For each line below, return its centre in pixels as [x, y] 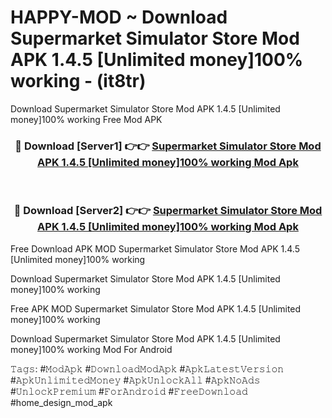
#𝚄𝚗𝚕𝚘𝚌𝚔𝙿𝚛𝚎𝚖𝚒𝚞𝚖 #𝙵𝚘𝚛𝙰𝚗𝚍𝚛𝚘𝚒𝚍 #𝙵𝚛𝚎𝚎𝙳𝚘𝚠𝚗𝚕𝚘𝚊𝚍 [129, 391]
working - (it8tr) [78, 81]
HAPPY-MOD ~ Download [119, 17]
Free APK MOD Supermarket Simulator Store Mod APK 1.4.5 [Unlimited [156, 308]
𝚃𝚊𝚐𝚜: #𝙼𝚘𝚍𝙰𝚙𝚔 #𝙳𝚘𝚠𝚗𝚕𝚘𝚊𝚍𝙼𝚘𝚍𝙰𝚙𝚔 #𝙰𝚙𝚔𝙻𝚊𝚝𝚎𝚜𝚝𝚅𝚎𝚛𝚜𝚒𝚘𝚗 [147, 368]
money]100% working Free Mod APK [86, 119]
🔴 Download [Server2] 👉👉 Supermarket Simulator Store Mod [168, 211]
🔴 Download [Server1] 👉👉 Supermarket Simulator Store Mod [168, 146]
